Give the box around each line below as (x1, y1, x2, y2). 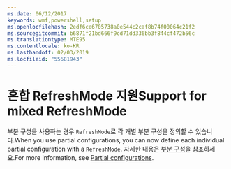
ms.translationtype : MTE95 (7, 36, 86, 43)
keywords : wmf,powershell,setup (7, 17, 101, 24)
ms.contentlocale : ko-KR (7, 43, 80, 50)
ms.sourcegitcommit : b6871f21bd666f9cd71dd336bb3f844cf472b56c (7, 29, 195, 37)
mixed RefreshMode (7, 103, 127, 119)
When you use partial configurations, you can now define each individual (14, 135, 225, 144)
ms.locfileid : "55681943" (7, 56, 82, 63)
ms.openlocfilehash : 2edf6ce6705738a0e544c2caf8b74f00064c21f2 (7, 23, 195, 30)
